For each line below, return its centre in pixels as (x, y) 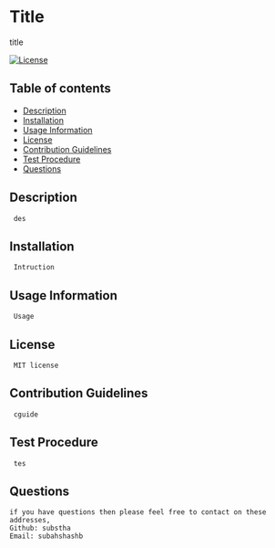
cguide (26, 414)
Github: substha (40, 528)
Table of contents (60, 89)
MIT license (36, 365)
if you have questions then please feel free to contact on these (138, 512)
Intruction (34, 268)
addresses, (30, 521)
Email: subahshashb (46, 536)
